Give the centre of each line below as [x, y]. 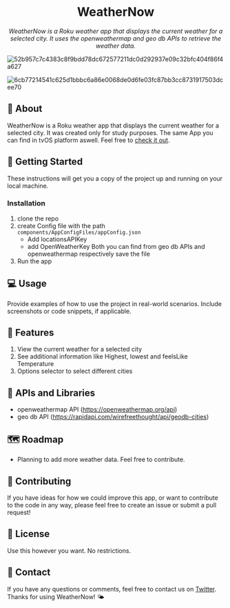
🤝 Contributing [39, 481]
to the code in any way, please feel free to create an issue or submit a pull [112, 505]
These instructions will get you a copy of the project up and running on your [115, 178]
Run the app [34, 261]
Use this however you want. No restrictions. [69, 550]
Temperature [35, 364]
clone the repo [38, 219]
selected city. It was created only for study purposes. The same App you [110, 132]
